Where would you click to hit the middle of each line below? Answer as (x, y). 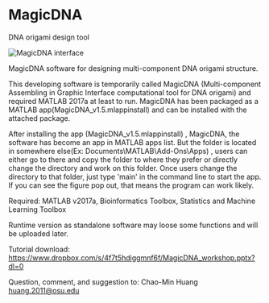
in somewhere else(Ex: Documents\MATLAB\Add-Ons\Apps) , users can (128, 151)
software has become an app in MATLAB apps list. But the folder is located (132, 142)
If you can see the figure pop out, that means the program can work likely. (131, 185)
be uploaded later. (38, 233)
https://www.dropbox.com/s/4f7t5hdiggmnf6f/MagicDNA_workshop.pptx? (132, 257)
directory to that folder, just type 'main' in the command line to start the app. (135, 176)
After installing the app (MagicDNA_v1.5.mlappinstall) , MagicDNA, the (124, 134)
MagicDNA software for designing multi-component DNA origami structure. (133, 68)
